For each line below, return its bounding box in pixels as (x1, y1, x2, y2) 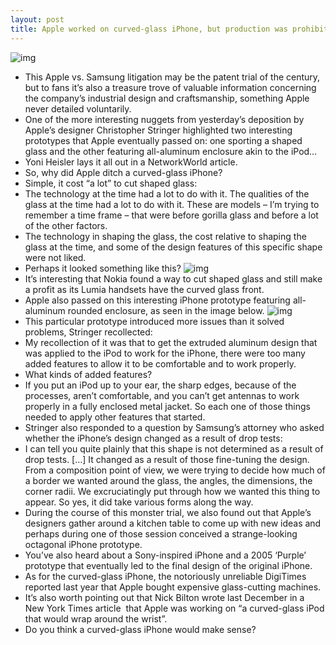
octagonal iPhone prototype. (24, 538, 143, 550)
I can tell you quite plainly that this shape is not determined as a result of (24, 442, 324, 455)
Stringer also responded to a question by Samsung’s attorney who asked (24, 421, 325, 433)
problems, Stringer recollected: (24, 326, 153, 338)
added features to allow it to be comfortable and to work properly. (24, 357, 297, 370)
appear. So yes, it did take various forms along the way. (24, 496, 254, 508)
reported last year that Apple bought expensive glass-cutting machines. (24, 581, 322, 593)
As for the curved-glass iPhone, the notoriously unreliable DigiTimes (24, 570, 307, 582)
